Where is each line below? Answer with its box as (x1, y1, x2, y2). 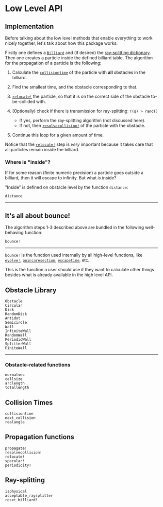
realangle (5, 420, 25, 425)
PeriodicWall (5, 337, 32, 342)
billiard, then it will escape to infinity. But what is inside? (5, 175, 116, 181)
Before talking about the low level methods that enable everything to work (5, 35, 153, 41)
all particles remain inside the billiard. (5, 147, 80, 152)
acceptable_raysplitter (5, 493, 53, 498)
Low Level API (5, 3, 63, 14)
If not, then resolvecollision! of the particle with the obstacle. (19, 122, 146, 128)
